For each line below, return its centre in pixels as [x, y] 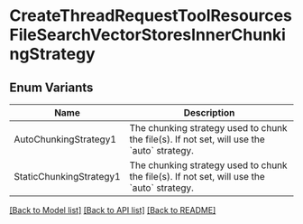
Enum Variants [51, 87]
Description [209, 112]
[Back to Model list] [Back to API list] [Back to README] [113, 210]
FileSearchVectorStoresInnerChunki [148, 35]
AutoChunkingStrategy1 [65, 139]
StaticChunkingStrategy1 [67, 177]
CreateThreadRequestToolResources [151, 16]
